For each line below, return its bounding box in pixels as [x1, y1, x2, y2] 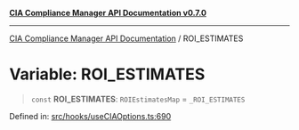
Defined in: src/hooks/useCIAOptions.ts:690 [9, 110, 172, 121]
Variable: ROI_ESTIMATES [9, 64, 206, 85]
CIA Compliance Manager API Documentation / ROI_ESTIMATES [9, 33, 244, 44]
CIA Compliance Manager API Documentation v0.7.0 [9, 8, 207, 18]
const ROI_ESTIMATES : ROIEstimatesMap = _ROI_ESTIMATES [30, 93, 246, 104]
